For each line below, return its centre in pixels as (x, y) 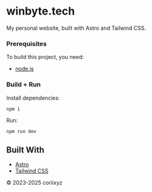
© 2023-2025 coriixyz (34, 183)
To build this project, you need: (45, 57)
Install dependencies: (33, 98)
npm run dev (21, 131)
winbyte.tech (40, 11)
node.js (25, 69)
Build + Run (24, 84)
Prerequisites (26, 44)
